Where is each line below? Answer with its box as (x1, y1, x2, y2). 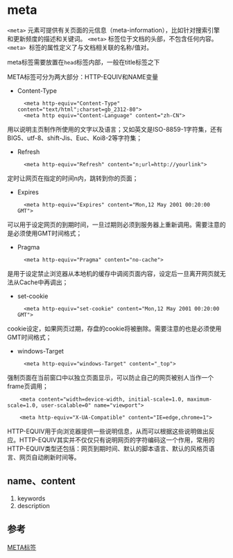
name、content (7, 476, 76, 487)
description (17, 501, 50, 509)
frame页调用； (7, 382, 49, 390)
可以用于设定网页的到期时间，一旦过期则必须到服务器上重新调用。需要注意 (7, 220, 220, 229)
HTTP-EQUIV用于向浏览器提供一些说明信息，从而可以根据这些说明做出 (7, 427, 209, 435)
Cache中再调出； (19, 278, 69, 286)
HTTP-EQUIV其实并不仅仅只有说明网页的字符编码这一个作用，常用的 (19, 435, 215, 444)
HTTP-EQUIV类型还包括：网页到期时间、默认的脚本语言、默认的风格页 (7, 444, 209, 453)
